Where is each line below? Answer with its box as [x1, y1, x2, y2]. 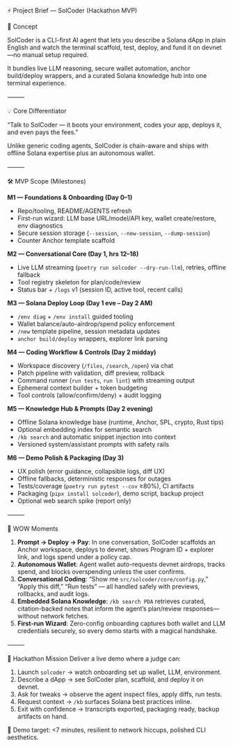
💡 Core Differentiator [7, 107, 67, 115]
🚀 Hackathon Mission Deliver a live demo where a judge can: [7, 654, 181, 663]
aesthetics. [7, 733, 39, 741]
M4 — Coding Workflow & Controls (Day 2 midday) [7, 348, 156, 356]
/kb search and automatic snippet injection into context [17, 433, 176, 441]
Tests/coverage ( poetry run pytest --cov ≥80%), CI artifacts [17, 482, 195, 490]
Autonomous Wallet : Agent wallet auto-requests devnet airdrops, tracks [17, 560, 226, 568]
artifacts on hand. [17, 712, 68, 721]
